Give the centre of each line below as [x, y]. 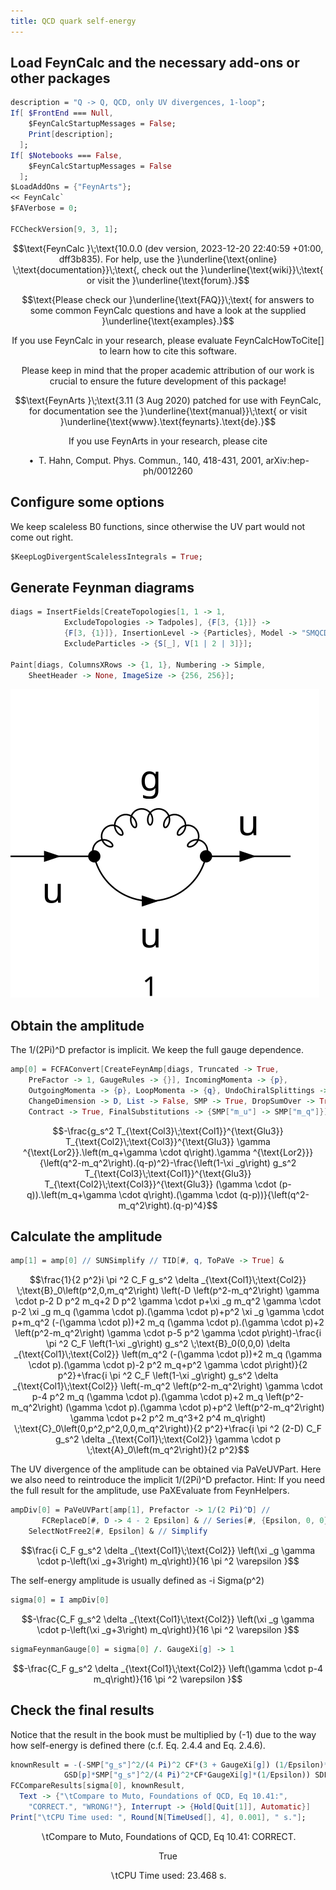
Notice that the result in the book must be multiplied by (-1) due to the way [163, 1734]
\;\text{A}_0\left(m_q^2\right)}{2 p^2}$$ [168, 1450]
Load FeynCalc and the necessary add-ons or [155, 63]
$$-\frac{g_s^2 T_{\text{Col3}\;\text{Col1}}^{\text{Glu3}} [168, 1131]
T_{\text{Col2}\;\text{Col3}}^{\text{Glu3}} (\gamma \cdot [160, 1184]
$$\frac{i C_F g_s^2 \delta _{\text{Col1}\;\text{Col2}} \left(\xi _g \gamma [168, 1550]
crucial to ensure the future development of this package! [168, 381]
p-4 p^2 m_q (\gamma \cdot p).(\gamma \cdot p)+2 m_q [147, 1397]
